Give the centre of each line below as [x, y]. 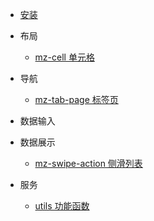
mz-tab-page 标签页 [76, 99]
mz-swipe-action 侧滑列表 [88, 163]
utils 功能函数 [62, 206]
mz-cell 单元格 [64, 57]
